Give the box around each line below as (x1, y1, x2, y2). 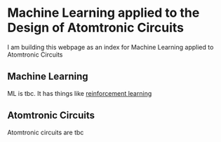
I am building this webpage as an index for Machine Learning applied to (7, 43, 214, 51)
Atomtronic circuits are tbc (7, 128, 84, 136)
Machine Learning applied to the (7, 5, 200, 21)
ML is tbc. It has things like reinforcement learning (7, 89, 152, 97)
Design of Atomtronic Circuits (7, 20, 185, 36)
